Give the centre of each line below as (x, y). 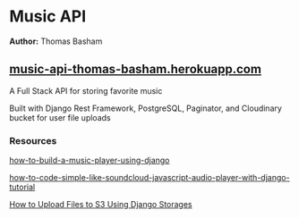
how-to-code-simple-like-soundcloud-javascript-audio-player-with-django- (149, 178)
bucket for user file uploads (60, 117)
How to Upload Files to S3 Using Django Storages (101, 205)
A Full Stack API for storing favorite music (86, 90)
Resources (33, 140)
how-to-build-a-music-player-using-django (90, 160)
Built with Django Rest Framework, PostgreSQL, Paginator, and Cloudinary (145, 108)
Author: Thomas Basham (56, 41)
